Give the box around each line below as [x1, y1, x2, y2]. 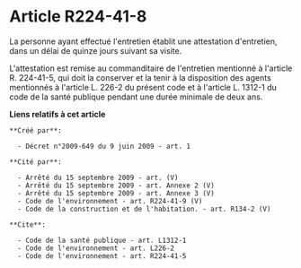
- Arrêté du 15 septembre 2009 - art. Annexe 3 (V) [17, 188, 216, 198]
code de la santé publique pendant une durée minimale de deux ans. [9, 91, 263, 102]
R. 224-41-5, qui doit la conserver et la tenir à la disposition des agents [9, 72, 271, 82]
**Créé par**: [9, 125, 63, 135]
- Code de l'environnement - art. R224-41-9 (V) [17, 196, 203, 205]
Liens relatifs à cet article [9, 108, 106, 119]
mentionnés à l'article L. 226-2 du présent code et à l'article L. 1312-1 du [9, 82, 277, 92]
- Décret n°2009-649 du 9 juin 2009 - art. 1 [17, 142, 191, 151]
